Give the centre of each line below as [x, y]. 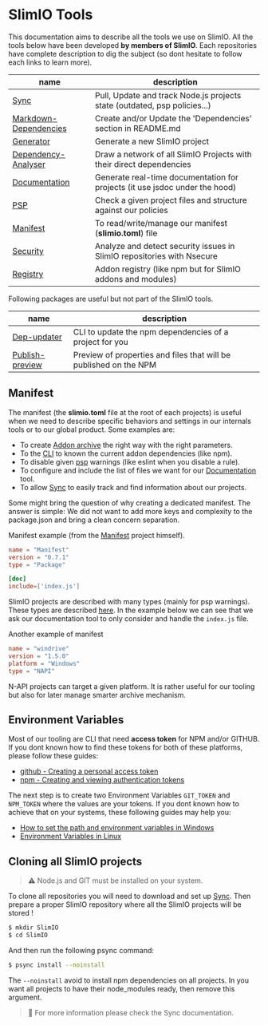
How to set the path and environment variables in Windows [117, 828]
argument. [25, 997]
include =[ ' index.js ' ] [44, 587]
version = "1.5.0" [39, 656]
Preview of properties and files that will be [152, 354]
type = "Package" [37, 564]
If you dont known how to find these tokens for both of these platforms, [126, 747]
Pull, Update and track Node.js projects [168, 95]
